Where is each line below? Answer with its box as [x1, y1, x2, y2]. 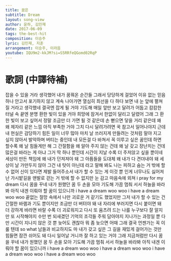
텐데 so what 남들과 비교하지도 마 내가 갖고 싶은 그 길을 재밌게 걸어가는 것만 [10, 226, 162, 232]
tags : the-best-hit [5, 31, 47, 36]
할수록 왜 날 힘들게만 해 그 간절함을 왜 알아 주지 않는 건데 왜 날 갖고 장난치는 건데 [5, 143, 165, 149]
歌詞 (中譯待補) [5, 74, 68, 85]
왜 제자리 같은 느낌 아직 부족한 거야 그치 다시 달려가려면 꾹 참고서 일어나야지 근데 [5, 124, 166, 130]
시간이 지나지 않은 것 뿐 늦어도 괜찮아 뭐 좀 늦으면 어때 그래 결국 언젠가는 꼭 [10, 220, 160, 226]
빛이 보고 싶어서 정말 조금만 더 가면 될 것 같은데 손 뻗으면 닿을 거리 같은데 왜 [10, 117, 162, 123]
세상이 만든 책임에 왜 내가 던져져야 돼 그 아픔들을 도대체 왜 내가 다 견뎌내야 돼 [5, 156, 159, 162]
